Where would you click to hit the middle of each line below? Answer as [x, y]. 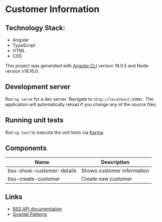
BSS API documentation [37, 209]
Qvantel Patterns [30, 214]
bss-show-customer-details [42, 171]
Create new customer [107, 179]
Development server [38, 87]
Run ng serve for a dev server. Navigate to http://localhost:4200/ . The [79, 99]
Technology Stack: [35, 28]
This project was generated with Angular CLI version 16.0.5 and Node [77, 66]
